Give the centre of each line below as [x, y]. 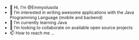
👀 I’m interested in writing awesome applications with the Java [72, 12]
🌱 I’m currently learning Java [38, 22]
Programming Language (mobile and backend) [56, 17]
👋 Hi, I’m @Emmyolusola [34, 7]
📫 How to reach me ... [32, 33]
